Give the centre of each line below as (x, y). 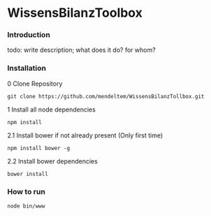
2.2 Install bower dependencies (52, 161)
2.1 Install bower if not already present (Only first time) (85, 135)
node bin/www (26, 206)
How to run (26, 191)
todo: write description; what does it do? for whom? (81, 50)
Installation (27, 68)
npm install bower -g (39, 148)
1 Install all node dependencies (51, 109)
